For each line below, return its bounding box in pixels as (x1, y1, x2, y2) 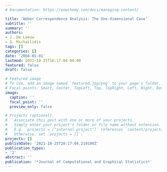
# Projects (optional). (5, 113, 55, 118)
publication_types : (5, 146, 46, 151)
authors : (5, 30, 23, 35)
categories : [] (5, 48, 37, 54)
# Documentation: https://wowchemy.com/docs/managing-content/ (5, 7, 139, 12)
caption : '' (9, 95, 35, 100)
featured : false (5, 63, 39, 68)
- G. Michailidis (5, 39, 41, 45)
